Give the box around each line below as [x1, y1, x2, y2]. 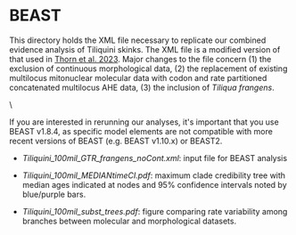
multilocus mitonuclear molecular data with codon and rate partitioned [9, 72, 267, 83]
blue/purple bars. [21, 189, 86, 199]
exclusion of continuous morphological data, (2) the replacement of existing [9, 63, 288, 74]
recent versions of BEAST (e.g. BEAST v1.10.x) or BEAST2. [9, 135, 223, 146]
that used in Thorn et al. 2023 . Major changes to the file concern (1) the [9, 53, 272, 64]
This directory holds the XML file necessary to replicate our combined [9, 35, 267, 45]
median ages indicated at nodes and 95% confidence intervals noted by [21, 179, 287, 190]
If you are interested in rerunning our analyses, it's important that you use [9, 117, 279, 127]
